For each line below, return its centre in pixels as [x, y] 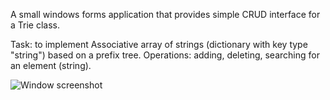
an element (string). [51, 65]
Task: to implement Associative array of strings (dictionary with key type [159, 44]
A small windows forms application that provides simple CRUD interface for [165, 14]
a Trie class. [35, 25]
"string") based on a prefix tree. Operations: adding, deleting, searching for [165, 55]
